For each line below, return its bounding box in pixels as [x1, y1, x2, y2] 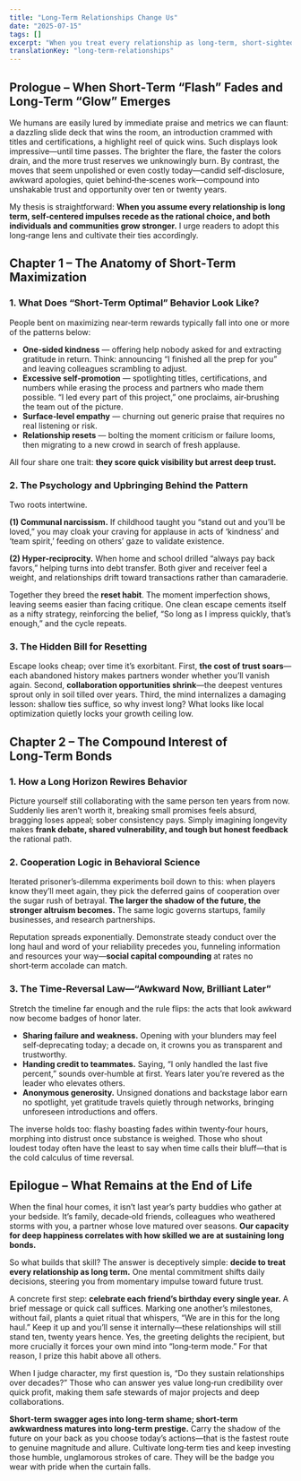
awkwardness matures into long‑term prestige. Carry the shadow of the [9, 1424, 281, 1434]
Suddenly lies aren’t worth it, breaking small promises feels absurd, [9, 805, 257, 815]
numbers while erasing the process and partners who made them [21, 382, 264, 392]
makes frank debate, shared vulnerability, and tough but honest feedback [9, 823, 288, 834]
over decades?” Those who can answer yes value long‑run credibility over [9, 1377, 284, 1389]
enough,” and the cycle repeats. [9, 617, 127, 628]
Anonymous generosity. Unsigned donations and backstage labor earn [21, 1087, 288, 1098]
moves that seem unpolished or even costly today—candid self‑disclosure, [9, 165, 285, 176]
